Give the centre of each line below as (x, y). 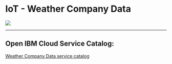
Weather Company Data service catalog (47, 56)
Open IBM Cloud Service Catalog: (60, 44)
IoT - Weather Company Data (68, 9)
